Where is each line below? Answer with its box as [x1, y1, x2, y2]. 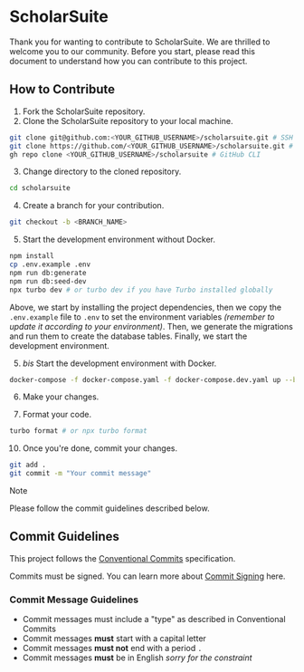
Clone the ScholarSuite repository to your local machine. [22, 115, 233, 126]
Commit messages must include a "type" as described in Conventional [22, 614, 287, 625]
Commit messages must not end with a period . [22, 643, 203, 654]
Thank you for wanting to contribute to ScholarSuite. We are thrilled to [9, 36, 271, 47]
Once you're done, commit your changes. [22, 443, 178, 454]
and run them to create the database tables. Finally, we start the [9, 331, 248, 341]
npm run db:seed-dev [9, 276, 88, 286]
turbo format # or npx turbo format [9, 427, 147, 436]
